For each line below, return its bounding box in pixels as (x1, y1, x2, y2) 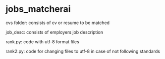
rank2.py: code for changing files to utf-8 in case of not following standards (5, 48, 161, 54)
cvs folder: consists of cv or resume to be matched (5, 20, 110, 26)
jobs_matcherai (5, 3, 71, 15)
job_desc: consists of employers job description (5, 29, 104, 35)
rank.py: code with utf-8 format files (5, 38, 80, 45)
